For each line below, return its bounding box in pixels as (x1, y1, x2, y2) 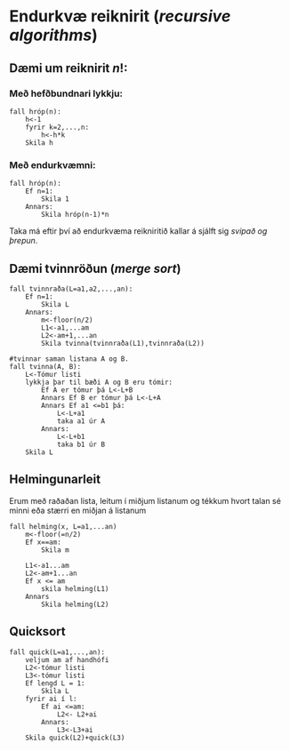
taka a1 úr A (56, 416, 105, 426)
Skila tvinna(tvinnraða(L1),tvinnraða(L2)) (41, 339, 205, 348)
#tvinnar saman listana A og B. (9, 354, 129, 364)
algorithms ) (9, 25, 98, 45)
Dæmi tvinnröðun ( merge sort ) (9, 260, 181, 276)
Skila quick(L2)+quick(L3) (25, 733, 125, 742)
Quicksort (9, 624, 66, 639)
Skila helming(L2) (41, 600, 109, 609)
